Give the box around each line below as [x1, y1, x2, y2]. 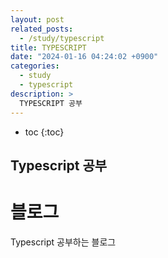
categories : [10, 61, 60, 71]
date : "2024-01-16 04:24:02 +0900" [10, 52, 159, 62]
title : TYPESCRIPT [10, 42, 87, 53]
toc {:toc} [24, 126, 65, 138]
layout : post [10, 14, 65, 25]
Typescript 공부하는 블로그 [10, 236, 117, 248]
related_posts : [10, 24, 74, 34]
